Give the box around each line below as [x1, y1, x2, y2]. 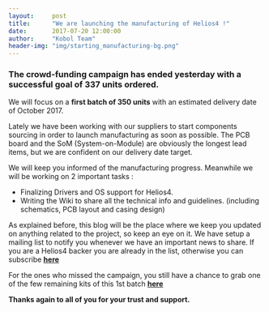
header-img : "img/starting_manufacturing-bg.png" [8, 42, 180, 50]
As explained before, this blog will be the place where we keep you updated [8, 220, 262, 230]
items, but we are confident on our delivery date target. [8, 147, 193, 157]
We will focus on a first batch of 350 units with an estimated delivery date [8, 97, 257, 107]
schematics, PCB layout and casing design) [19, 204, 165, 215]
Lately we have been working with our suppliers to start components [8, 122, 237, 131]
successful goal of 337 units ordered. [8, 79, 160, 90]
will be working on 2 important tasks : [8, 172, 134, 182]
